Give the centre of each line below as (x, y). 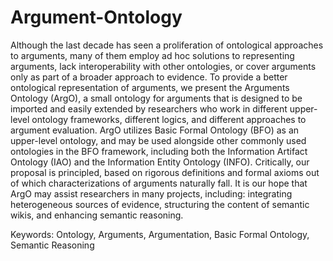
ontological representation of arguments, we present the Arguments (150, 87)
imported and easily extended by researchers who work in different (149, 108)
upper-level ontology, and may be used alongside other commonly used (158, 140)
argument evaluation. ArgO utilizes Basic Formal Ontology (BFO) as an (155, 130)
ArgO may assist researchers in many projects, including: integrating (151, 193)
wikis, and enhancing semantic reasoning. (97, 215)
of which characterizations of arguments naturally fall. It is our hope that (159, 183)
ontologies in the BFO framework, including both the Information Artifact (159, 151)
